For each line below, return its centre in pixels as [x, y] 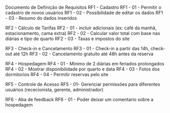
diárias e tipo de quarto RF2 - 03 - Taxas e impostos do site [67, 39]
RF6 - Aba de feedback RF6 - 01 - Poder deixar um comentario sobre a [79, 99]
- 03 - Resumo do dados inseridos [41, 18]
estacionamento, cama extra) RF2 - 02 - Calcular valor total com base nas [83, 33]
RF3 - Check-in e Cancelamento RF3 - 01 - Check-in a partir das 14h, [77, 48]
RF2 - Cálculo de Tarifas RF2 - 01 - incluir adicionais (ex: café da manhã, [81, 28]
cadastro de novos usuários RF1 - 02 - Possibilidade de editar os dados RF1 [84, 13]
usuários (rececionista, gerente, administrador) [55, 90]
